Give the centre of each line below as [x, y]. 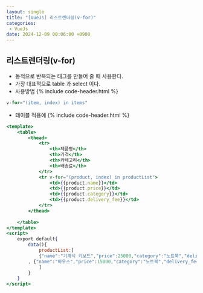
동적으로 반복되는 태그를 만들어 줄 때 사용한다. [69, 76]
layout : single [25, 12]
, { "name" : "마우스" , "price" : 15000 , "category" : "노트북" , [96, 262]
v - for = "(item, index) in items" [47, 103]
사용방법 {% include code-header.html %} [67, 91]
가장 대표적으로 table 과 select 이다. [58, 84]
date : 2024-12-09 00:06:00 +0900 [48, 35]
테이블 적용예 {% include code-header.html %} [72, 115]
